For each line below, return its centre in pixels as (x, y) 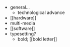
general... (20, 7)
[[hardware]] (23, 18)
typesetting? (23, 34)
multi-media (22, 23)
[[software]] (22, 28)
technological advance (41, 12)
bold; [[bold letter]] (37, 39)
